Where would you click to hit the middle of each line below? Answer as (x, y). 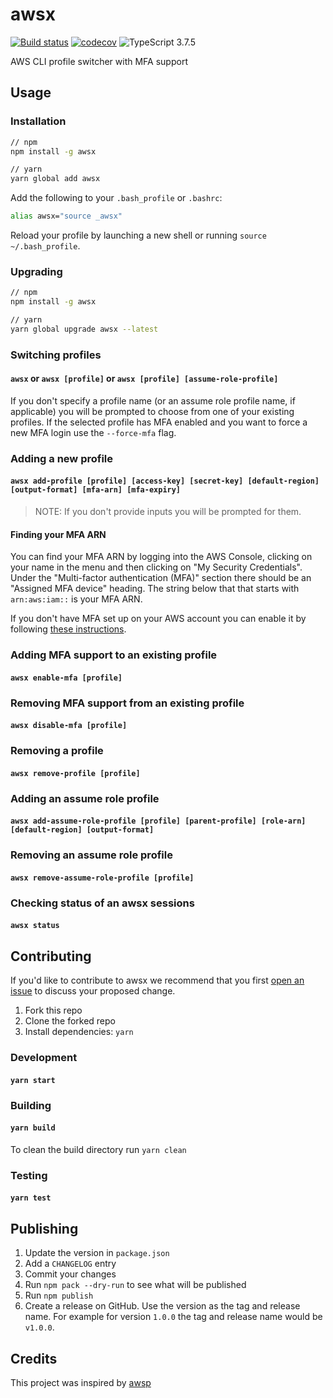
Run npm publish (59, 1295)
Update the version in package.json (97, 1253)
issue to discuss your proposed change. (93, 991)
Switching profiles (56, 355)
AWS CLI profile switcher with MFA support (99, 61)
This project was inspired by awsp (81, 1382)
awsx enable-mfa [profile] (66, 678)
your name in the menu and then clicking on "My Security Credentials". (156, 567)
